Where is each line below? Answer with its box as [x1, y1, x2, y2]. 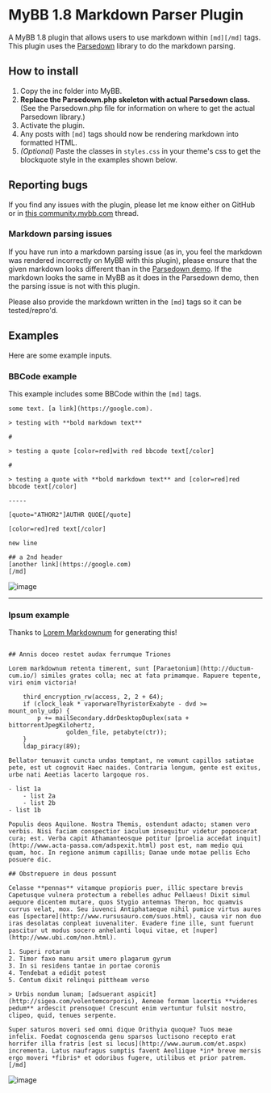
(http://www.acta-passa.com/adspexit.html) [8, 841, 157, 850]
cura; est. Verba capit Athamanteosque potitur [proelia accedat [8, 835, 232, 843]
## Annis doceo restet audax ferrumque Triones [8, 650, 172, 659]
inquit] [236, 835, 262, 843]
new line [8, 539, 38, 547]
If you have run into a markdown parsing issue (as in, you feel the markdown [8, 247, 262, 256]
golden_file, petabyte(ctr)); [65, 728, 168, 737]
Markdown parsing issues [8, 228, 113, 239]
